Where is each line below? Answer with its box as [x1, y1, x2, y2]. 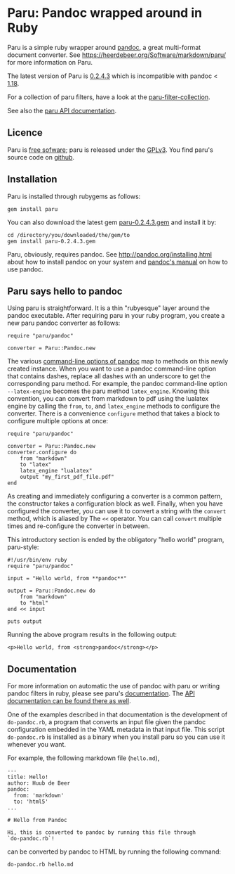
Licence [7, 127, 43, 139]
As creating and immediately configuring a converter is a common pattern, [7, 492, 222, 501]
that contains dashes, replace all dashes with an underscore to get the [7, 372, 210, 380]
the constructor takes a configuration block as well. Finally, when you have [7, 499, 223, 508]
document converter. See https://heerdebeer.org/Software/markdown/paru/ [7, 51, 227, 59]
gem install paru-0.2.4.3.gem [7, 238, 96, 245]
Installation [7, 174, 58, 186]
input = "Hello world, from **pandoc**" [7, 575, 128, 582]
